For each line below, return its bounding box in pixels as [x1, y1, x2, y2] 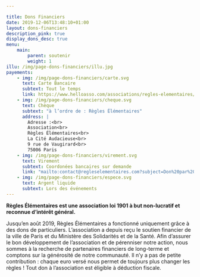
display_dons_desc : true [6, 36, 68, 42]
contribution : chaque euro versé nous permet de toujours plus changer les [6, 257, 190, 265]
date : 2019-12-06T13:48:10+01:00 [6, 19, 89, 26]
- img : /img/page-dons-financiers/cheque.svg [17, 97, 132, 103]
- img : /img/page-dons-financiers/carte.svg [17, 75, 129, 81]
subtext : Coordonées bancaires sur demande [21, 163, 132, 170]
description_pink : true [6, 30, 65, 36]
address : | [21, 114, 49, 120]
